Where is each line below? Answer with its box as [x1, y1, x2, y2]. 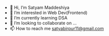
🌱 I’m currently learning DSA [9, 15, 68, 20]
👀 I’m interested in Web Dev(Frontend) [9, 10, 88, 16]
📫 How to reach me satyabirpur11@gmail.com [9, 26, 104, 31]
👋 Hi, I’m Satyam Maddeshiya [9, 5, 70, 10]
